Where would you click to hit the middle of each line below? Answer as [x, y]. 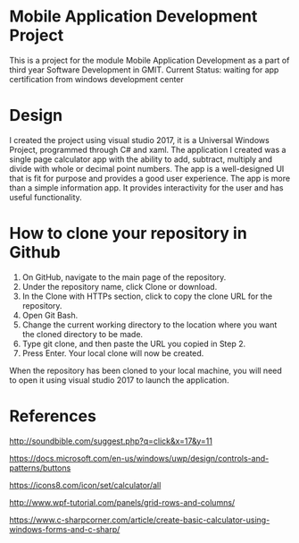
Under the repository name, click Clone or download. [120, 286]
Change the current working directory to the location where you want [149, 325]
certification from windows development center [97, 79]
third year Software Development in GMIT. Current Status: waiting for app [144, 70]
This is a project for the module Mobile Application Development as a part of [149, 60]
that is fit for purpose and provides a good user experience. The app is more [150, 178]
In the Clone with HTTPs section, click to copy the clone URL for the [147, 296]
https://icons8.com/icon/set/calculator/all [85, 485]
